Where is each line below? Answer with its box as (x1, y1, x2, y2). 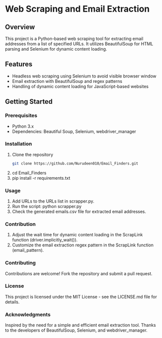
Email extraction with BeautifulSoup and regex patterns (12, 78, 123, 84)
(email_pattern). (12, 247, 44, 253)
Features (5, 60, 32, 69)
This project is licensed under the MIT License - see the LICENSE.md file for (5, 294, 157, 300)
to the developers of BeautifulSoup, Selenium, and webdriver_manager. (5, 327, 148, 333)
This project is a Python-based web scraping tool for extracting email (5, 36, 144, 41)
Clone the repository (12, 151, 53, 157)
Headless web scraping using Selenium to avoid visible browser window (12, 73, 157, 79)
